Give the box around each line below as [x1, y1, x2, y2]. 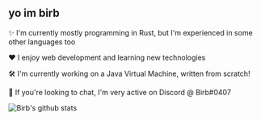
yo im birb [8, 6, 60, 20]
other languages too [8, 36, 76, 47]
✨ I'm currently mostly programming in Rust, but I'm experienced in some [8, 27, 253, 37]
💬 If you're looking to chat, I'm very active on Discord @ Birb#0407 [8, 87, 232, 97]
